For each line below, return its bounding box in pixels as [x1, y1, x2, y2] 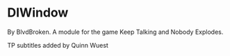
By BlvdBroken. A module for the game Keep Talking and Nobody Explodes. [7, 28, 224, 36]
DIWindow [7, 5, 69, 21]
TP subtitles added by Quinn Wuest [7, 41, 109, 49]
